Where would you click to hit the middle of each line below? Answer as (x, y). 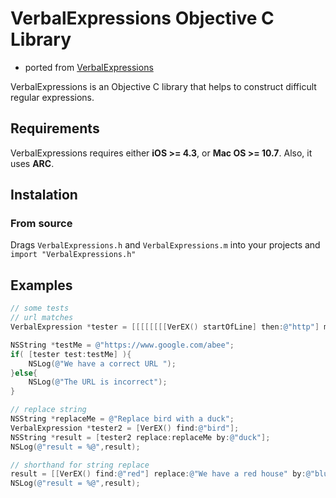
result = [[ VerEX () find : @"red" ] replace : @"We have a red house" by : (158, 474)
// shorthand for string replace (80, 465)
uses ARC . (32, 163)
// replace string (48, 410)
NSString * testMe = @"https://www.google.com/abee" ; (122, 345)
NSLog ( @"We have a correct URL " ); (102, 363)
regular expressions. (52, 97)
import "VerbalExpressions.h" (73, 255)
